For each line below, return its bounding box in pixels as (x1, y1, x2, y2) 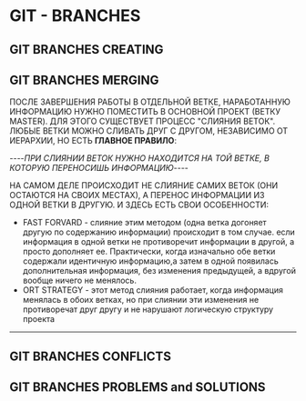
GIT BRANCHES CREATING (9, 42, 164, 57)
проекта (22, 314, 56, 325)
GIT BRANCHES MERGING (9, 72, 159, 87)
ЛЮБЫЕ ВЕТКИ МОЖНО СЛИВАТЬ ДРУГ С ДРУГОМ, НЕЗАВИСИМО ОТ (9, 125, 289, 136)
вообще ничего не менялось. (22, 275, 137, 286)
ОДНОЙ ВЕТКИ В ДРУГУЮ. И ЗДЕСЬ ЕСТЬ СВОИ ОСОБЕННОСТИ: (9, 199, 270, 210)
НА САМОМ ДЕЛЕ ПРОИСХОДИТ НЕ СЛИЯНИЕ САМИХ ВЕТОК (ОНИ (9, 180, 279, 191)
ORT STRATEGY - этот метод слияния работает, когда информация (22, 285, 284, 296)
